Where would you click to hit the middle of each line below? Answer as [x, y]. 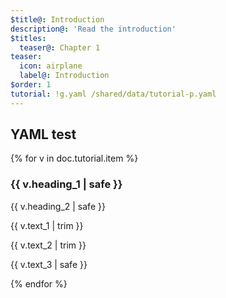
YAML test [43, 134]
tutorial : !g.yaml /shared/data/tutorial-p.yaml [113, 94]
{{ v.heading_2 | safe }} [58, 206]
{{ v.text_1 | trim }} [47, 225]
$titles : [28, 38]
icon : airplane [51, 66]
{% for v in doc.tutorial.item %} [74, 158]
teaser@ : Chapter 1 [60, 47]
